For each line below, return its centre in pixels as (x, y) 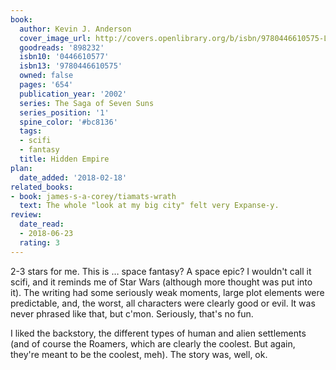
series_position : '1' (64, 112)
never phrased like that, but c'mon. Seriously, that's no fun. (132, 313)
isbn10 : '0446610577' (64, 57)
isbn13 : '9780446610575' (71, 66)
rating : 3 (39, 242)
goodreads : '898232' (62, 47)
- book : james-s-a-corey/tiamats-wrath (93, 196)
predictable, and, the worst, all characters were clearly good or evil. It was (163, 303)
